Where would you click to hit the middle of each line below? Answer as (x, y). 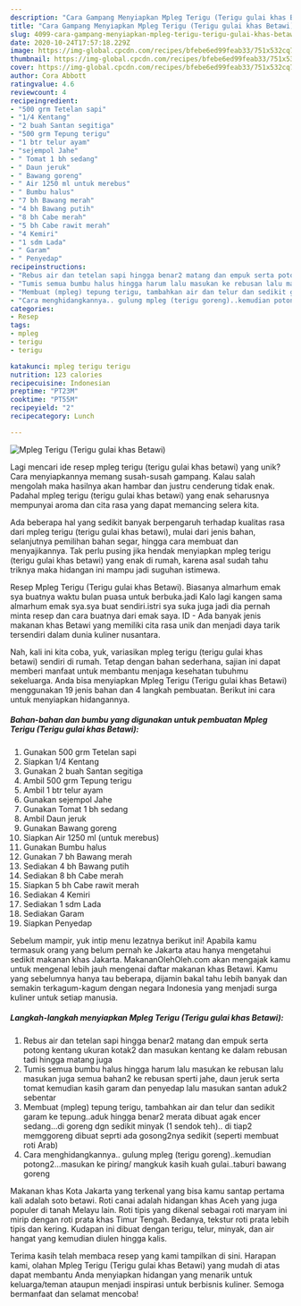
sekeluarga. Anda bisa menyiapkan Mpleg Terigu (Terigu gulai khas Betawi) (149, 680)
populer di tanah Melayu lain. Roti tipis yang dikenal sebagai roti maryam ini (149, 1209)
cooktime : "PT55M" (44, 400)
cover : (22, 68)
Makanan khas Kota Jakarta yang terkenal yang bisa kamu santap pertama (147, 1191)
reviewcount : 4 (38, 92)
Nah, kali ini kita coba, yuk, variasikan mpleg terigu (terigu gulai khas (137, 652)
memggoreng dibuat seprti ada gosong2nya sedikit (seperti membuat (151, 1135)
